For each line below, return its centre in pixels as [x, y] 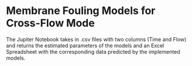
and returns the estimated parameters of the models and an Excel [85, 46]
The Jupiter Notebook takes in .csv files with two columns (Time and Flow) [96, 39]
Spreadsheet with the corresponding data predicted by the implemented [93, 51]
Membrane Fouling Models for [81, 11]
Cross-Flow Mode [50, 23]
